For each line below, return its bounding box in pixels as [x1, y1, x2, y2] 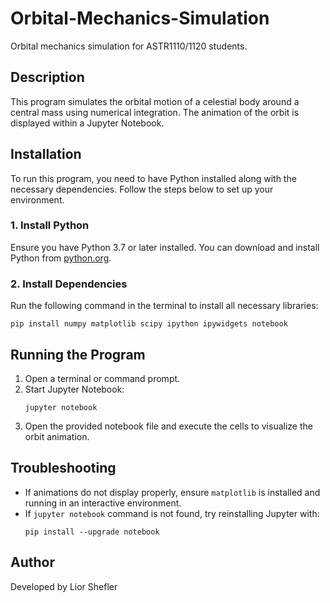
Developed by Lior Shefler [10, 580, 118, 592]
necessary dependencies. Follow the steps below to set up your [10, 183, 274, 195]
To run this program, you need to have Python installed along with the [10, 172, 297, 184]
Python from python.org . [10, 252, 112, 264]
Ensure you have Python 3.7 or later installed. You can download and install [10, 241, 320, 253]
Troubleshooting [10, 460, 117, 477]
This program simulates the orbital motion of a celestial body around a [10, 95, 300, 107]
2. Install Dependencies [10, 277, 128, 291]
